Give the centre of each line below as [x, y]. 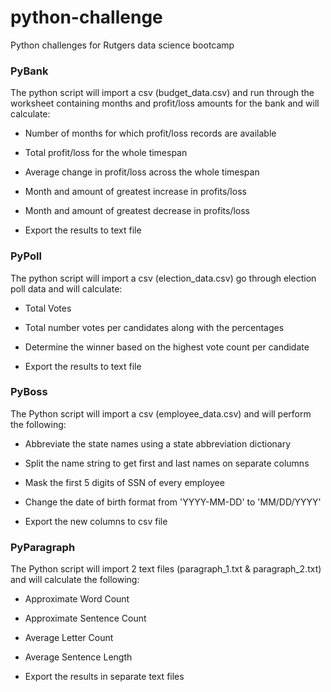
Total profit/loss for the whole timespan [106, 153]
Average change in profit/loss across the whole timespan [142, 172]
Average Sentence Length [78, 657]
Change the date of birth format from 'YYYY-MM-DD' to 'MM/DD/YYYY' [173, 502]
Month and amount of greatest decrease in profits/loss [137, 211]
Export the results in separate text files [104, 677]
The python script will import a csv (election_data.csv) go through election [163, 278]
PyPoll [26, 256]
